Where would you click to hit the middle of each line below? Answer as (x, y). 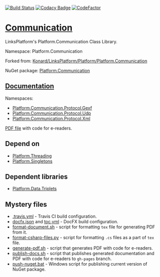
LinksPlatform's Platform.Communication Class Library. (61, 41)
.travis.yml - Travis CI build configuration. (54, 216)
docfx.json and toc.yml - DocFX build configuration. (65, 222)
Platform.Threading (32, 156)
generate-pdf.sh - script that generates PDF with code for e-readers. (83, 248)
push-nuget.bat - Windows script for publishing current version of (80, 264)
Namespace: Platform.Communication (44, 51)
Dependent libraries (36, 177)
